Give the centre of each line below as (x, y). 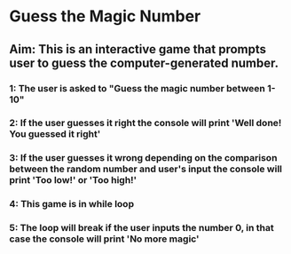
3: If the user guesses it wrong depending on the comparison (143, 158)
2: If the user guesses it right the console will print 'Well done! (145, 123)
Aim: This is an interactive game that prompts (138, 49)
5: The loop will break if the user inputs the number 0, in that (142, 228)
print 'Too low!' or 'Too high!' (73, 180)
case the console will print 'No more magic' (104, 239)
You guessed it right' (55, 134)
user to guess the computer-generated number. (144, 63)
